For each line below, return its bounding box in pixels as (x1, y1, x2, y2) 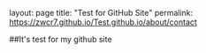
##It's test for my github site (9, 34, 112, 44)
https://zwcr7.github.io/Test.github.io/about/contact (9, 17, 197, 27)
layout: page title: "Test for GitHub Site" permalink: (9, 8, 194, 18)
